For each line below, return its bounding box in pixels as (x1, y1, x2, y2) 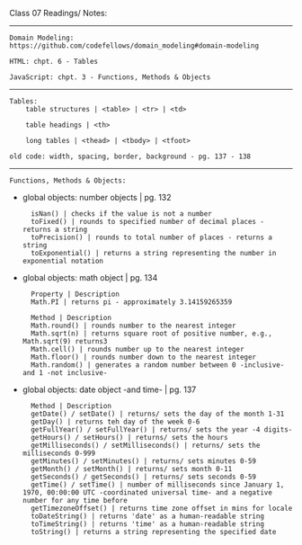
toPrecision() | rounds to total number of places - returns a (31, 233, 272, 242)
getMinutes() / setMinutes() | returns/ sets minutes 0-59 (31, 457, 257, 466)
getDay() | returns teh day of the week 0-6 (31, 417, 200, 426)
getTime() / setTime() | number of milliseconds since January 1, (31, 480, 285, 489)
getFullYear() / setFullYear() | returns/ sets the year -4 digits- (31, 425, 293, 434)
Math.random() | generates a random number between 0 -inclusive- (31, 361, 285, 370)
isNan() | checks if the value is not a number (31, 210, 213, 219)
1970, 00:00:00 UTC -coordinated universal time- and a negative (22, 488, 272, 497)
